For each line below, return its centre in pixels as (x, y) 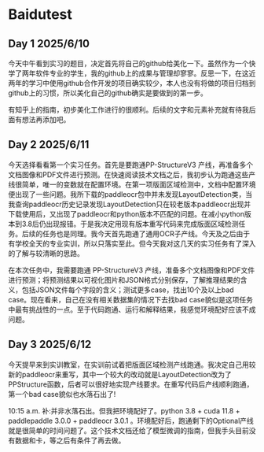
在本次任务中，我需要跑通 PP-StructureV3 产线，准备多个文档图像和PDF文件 (132, 270)
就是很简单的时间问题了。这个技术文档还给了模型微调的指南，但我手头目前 (128, 430)
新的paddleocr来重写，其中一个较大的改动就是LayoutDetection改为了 (120, 374)
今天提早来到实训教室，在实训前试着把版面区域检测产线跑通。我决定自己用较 (132, 365)
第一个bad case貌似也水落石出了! (62, 394)
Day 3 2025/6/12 (50, 345)
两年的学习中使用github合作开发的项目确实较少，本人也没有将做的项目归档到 (132, 83)
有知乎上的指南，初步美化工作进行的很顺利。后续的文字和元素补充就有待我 (128, 109)
